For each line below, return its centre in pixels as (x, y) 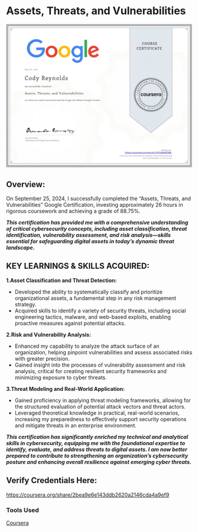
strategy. (25, 304)
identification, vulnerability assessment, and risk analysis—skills (89, 235)
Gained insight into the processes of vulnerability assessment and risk (100, 365)
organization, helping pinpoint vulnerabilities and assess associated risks (103, 352)
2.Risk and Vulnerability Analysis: (49, 334)
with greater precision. (42, 358)
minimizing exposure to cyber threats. (61, 377)
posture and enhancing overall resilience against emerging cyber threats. (99, 462)
